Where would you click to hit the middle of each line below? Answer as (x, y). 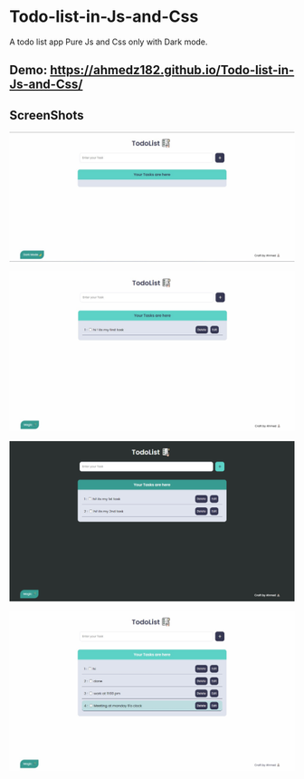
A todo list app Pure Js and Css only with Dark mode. (109, 42)
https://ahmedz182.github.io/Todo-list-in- (172, 70)
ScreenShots (47, 115)
